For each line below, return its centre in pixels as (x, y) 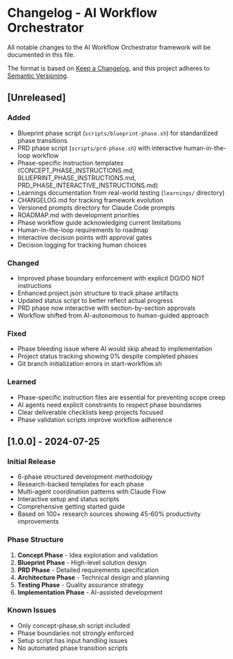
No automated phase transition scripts (72, 648)
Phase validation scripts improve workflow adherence (95, 419)
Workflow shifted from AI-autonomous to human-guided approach (113, 315)
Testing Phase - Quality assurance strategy (80, 585)
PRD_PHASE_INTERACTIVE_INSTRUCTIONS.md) (88, 185)
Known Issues (32, 610)
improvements (38, 522)
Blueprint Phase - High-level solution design (82, 562)
